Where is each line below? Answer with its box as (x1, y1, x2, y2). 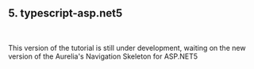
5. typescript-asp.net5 (8, 6, 123, 20)
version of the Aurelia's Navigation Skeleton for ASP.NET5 (8, 52, 198, 61)
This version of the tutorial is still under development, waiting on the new (8, 43, 246, 52)
